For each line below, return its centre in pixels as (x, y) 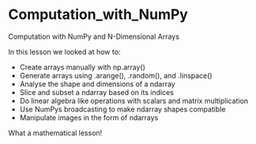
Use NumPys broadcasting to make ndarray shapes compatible (122, 109)
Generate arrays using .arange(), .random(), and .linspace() (116, 75)
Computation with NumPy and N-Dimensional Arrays (94, 36)
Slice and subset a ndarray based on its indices (96, 92)
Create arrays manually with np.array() (83, 67)
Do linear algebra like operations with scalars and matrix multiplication (134, 100)
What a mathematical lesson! (55, 133)
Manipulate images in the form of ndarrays (89, 117)
